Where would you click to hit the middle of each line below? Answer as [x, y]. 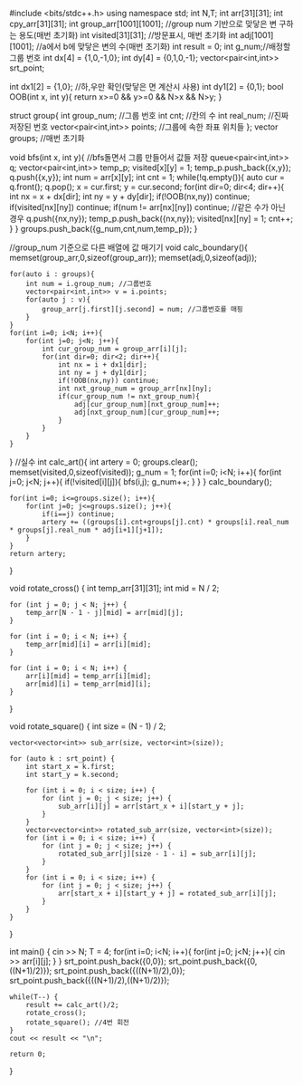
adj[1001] [256, 35]
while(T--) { [34, 997]
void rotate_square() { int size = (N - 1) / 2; [88, 726]
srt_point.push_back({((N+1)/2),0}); [119, 971]
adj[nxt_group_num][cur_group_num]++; [147, 412]
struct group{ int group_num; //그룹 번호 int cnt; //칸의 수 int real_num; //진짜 [149, 115]
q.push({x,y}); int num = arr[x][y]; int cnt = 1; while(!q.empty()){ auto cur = [147, 177]
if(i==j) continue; [79, 514]
